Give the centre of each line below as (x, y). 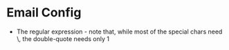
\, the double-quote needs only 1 (63, 38)
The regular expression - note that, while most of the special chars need (119, 32)
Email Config (44, 13)
